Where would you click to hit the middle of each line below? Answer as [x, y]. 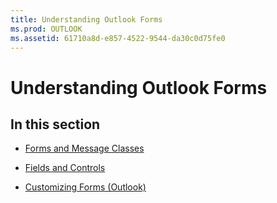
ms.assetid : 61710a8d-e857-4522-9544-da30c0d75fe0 [118, 38]
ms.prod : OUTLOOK [46, 29]
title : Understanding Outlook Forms [86, 19]
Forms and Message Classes [84, 148]
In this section [55, 124]
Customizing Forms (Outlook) [85, 187]
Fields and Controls [65, 168]
